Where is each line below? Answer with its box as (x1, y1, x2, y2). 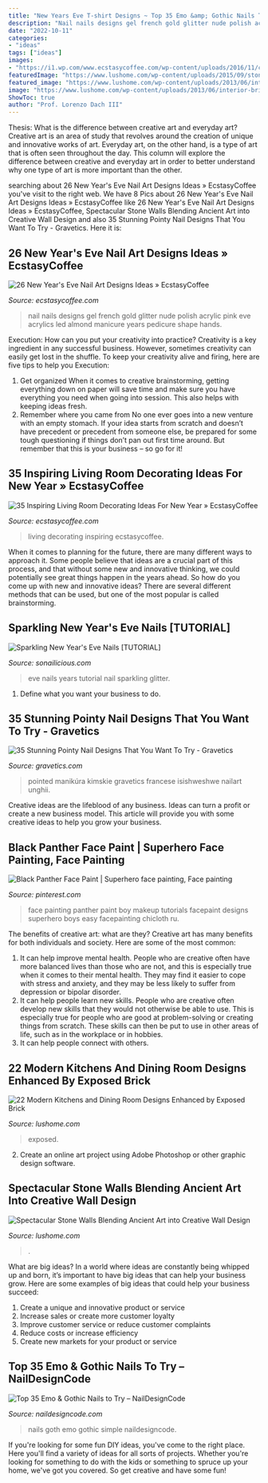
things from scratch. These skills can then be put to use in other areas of (19, 1021, 259, 1031)
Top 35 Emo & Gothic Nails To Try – (8, 1360, 185, 1374)
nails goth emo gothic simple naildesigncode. (27, 1424, 177, 1434)
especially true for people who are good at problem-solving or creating (19, 1012, 254, 1023)
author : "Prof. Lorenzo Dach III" (8, 101, 124, 109)
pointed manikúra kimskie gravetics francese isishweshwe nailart (27, 777, 242, 786)
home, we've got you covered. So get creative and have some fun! (8, 1465, 227, 1475)
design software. (19, 1159, 76, 1167)
